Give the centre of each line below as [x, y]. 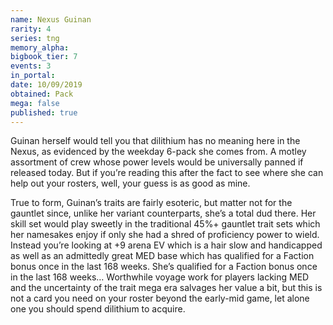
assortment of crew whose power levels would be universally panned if [157, 162]
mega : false [35, 103]
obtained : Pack [42, 94]
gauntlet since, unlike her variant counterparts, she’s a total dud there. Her [163, 213]
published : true [44, 112]
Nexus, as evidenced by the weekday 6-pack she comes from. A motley [158, 152]
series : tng [35, 38]
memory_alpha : [40, 47]
